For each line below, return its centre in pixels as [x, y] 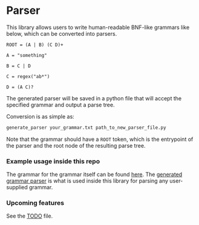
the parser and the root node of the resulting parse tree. [76, 145]
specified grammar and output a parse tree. [60, 105]
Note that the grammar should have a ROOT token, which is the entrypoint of [100, 139]
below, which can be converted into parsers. [62, 33]
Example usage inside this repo [53, 161]
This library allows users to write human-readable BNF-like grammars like [98, 27]
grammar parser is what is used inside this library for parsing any [87, 181]
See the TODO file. [30, 216]
